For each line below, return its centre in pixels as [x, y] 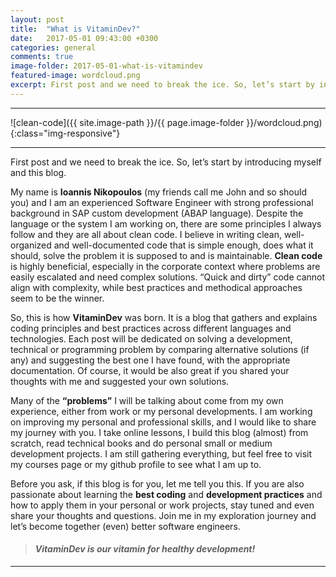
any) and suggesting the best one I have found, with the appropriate [150, 360]
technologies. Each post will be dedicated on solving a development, [151, 338]
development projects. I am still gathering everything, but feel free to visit [161, 453]
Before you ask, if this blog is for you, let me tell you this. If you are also [157, 483]
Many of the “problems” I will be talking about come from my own [147, 400]
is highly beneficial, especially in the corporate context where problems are [165, 266]
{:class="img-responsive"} [65, 133]
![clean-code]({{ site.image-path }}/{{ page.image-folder [127, 122]
